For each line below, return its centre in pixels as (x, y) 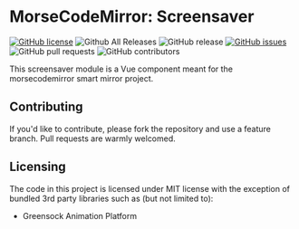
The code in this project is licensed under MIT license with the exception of (149, 188)
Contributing (46, 107)
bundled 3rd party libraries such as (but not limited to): (111, 198)
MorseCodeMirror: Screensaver (132, 17)
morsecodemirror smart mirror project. (82, 78)
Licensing (38, 167)
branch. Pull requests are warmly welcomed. (93, 138)
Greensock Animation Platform (80, 215)
